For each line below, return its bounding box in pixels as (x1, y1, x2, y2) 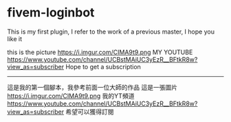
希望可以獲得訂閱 (65, 108, 114, 116)
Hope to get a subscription (65, 62, 141, 71)
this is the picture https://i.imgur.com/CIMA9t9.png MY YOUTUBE (7, 48, 193, 56)
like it (7, 34, 23, 42)
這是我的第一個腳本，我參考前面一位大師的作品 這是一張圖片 (7, 83, 177, 91)
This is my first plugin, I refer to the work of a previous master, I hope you (7, 27, 215, 36)
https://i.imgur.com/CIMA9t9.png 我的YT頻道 (7, 91, 135, 100)
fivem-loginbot (7, 5, 95, 21)
